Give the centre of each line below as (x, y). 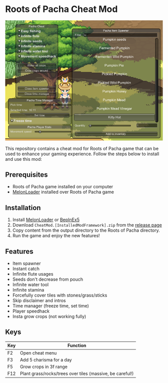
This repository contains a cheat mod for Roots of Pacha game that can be (82, 148)
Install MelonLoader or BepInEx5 (46, 220)
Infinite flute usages (33, 274)
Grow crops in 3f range (44, 367)
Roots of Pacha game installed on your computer (63, 187)
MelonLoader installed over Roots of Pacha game (63, 192)
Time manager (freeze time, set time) (50, 306)
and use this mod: (24, 159)
